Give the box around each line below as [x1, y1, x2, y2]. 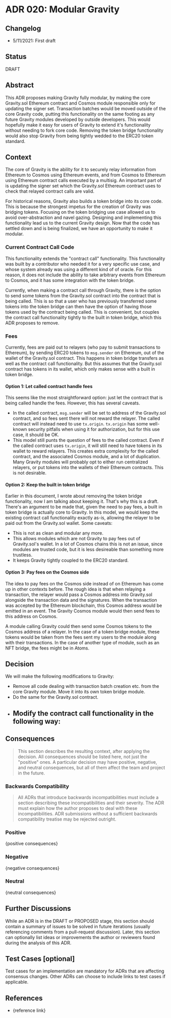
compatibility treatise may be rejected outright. [17, 816, 116, 822]
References [5, 993, 43, 1003]
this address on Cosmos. [5, 613, 58, 619]
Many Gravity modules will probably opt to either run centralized [12, 459, 148, 465]
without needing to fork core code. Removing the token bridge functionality [5, 127, 164, 133]
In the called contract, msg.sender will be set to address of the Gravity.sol [12, 410, 166, 416]
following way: [12, 717, 61, 726]
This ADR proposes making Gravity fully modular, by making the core [5, 94, 151, 100]
